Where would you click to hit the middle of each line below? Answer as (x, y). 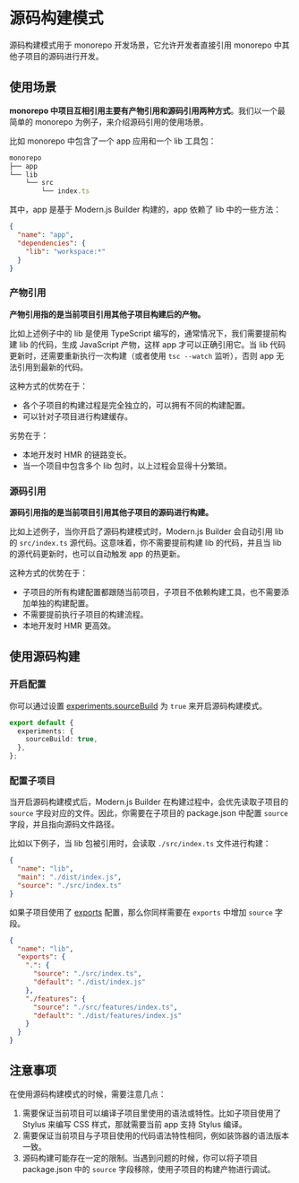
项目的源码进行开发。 (64, 56)
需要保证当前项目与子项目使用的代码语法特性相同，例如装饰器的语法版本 (155, 1135)
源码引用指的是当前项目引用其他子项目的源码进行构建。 (111, 512)
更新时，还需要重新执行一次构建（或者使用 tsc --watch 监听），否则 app (142, 355)
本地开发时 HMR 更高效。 (69, 626)
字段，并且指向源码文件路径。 (64, 824)
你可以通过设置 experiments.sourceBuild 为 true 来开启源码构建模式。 (138, 705)
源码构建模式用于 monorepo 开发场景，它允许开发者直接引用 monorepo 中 (145, 45)
